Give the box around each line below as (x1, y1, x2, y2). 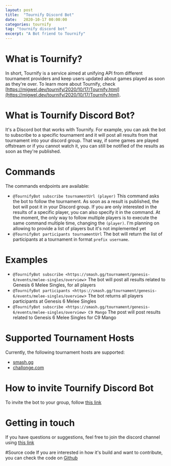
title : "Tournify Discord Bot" (5, 12, 74, 17)
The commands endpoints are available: (5, 183, 89, 189)
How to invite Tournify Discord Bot (5, 382, 154, 394)
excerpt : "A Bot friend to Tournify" (5, 31, 86, 36)
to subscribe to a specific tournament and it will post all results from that (5, 132, 158, 138)
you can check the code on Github (5, 455, 78, 461)
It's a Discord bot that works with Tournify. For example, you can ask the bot (5, 126, 166, 133)
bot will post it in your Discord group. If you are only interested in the (12, 204, 157, 210)
